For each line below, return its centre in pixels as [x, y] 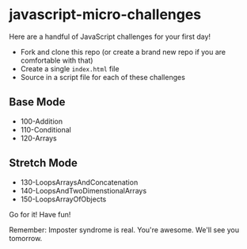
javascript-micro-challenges [105, 15]
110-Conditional [46, 129]
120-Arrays [39, 138]
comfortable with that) [57, 60]
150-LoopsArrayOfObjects [63, 199]
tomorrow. [26, 238]
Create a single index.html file [70, 68]
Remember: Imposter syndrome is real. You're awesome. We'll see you [124, 230]
